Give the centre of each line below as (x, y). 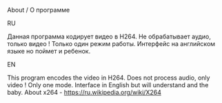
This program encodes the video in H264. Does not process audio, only (109, 78)
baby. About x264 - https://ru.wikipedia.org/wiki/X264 (84, 92)
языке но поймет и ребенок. (49, 51)
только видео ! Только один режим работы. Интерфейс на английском (111, 44)
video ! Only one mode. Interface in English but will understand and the (108, 85)
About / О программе (39, 10)
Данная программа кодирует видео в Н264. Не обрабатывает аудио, (109, 36)
